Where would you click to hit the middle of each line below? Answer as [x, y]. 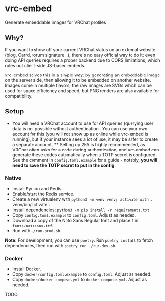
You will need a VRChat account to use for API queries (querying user [83, 123]
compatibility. [19, 96]
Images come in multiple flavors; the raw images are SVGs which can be [78, 85]
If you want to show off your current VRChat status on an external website [80, 49]
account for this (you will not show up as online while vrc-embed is [80, 134]
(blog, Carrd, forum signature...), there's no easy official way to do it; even [80, 55]
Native [13, 178]
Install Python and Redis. [37, 188]
